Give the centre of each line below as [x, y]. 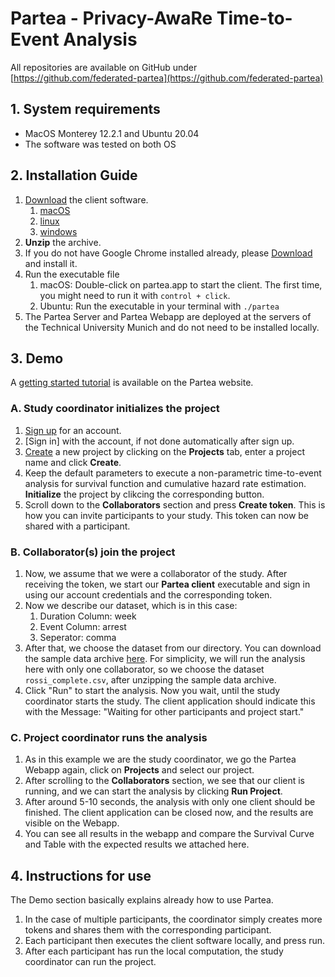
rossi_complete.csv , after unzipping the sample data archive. [150, 679]
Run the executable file [72, 274]
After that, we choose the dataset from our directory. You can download [173, 648]
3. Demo [37, 358]
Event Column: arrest [83, 626]
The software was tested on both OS [100, 144]
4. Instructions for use [81, 875]
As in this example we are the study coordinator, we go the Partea [160, 759]
